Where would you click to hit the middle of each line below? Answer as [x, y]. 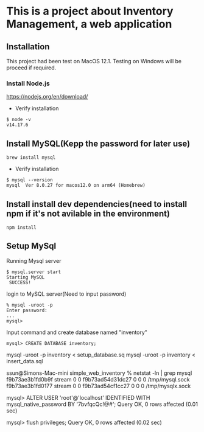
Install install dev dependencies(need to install [97, 204]
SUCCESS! [20, 282]
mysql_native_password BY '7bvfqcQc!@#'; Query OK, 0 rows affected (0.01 [102, 404]
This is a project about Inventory [90, 11]
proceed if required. [31, 68]
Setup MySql [31, 246]
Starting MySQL [26, 277]
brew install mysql [31, 158]
